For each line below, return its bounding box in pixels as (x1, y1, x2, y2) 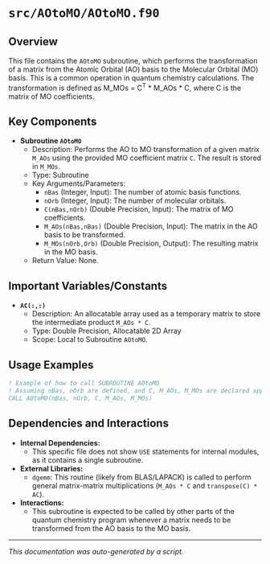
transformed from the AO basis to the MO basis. (31, 523, 191, 533)
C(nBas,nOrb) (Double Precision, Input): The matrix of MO (43, 204, 235, 214)
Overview (8, 35, 59, 48)
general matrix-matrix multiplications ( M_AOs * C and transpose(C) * (31, 480, 258, 490)
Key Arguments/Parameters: (31, 179, 126, 188)
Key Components (8, 115, 97, 129)
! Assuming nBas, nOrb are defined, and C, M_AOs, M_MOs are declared (8, 386, 250, 395)
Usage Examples (8, 358, 94, 372)
